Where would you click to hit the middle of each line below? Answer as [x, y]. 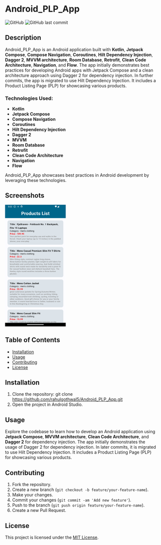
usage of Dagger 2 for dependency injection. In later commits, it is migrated [80, 447]
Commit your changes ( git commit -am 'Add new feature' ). [72, 500]
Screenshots [25, 196]
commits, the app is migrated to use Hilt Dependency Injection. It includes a [80, 80]
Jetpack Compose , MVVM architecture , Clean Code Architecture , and [77, 437]
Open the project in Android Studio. [48, 404]
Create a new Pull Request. [39, 510]
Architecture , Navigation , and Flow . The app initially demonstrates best [77, 65]
